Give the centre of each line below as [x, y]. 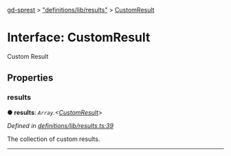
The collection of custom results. [54, 139]
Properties [30, 78]
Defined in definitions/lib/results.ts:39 [60, 125]
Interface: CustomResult [79, 38]
